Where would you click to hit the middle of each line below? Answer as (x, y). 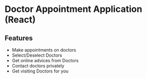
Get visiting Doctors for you (40, 71)
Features (19, 38)
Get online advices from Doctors (45, 60)
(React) (20, 20)
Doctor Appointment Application (73, 9)
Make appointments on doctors (44, 50)
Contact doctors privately (38, 66)
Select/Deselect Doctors (37, 55)
